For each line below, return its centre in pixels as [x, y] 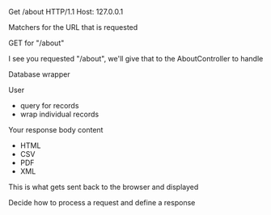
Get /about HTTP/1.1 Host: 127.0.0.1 [66, 12]
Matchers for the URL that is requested [73, 27]
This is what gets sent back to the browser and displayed [104, 187]
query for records [49, 105]
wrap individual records [59, 114]
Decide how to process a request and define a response [102, 202]
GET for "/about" [36, 43]
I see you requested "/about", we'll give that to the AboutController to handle [136, 59]
